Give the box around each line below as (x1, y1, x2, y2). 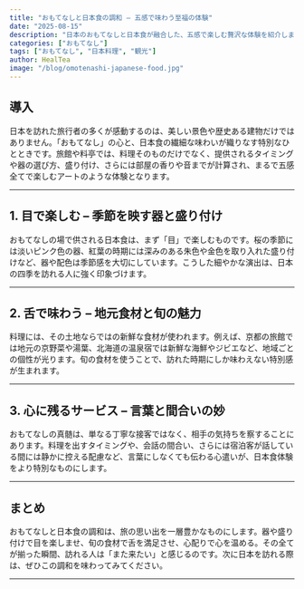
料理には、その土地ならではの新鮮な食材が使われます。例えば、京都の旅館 (9, 332, 286, 343)
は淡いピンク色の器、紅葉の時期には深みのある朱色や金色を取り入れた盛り (9, 246, 287, 256)
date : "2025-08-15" (9, 22, 83, 31)
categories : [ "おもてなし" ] (9, 38, 109, 48)
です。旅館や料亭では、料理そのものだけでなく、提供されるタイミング (33, 148, 294, 159)
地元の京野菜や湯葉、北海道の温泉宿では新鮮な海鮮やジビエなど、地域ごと (16, 343, 295, 353)
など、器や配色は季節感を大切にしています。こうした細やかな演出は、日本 (16, 256, 294, 267)
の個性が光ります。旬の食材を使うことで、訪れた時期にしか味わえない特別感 (9, 354, 294, 365)
